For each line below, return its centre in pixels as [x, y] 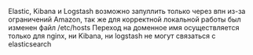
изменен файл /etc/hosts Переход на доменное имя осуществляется [124, 27]
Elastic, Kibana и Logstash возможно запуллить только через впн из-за [127, 11]
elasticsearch [30, 44]
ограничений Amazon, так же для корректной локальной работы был [125, 19]
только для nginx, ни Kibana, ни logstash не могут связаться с [112, 36]
